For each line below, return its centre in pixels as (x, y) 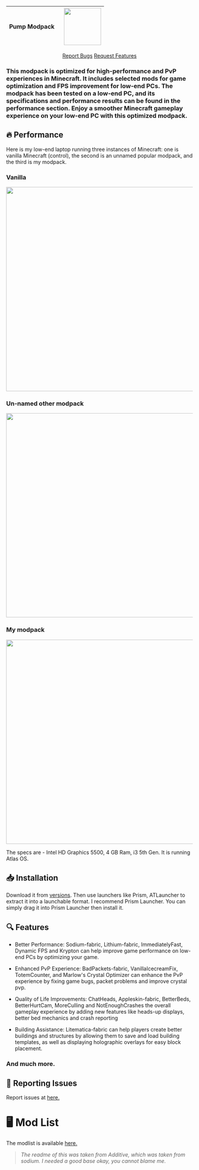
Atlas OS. (17, 859)
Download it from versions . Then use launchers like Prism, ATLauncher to (96, 895)
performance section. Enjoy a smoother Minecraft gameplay (95, 108)
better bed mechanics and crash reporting (66, 1018)
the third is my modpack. (36, 162)
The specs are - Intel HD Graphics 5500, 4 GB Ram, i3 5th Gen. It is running (98, 852)
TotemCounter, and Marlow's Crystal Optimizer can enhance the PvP (99, 975)
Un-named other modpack (45, 403)
